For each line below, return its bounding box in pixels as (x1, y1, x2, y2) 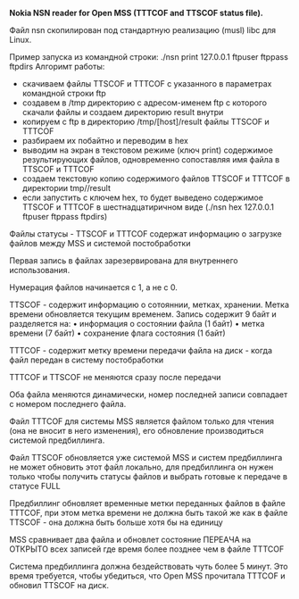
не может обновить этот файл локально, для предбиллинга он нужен (9, 462, 274, 472)
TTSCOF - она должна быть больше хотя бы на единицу (9, 517, 223, 528)
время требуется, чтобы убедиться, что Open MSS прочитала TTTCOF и (9, 570, 286, 581)
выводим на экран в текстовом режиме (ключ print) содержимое (21, 145, 274, 155)
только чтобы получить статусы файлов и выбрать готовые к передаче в (9, 471, 288, 481)
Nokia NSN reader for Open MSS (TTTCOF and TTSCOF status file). (9, 8, 263, 18)
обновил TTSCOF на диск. (9, 580, 110, 590)
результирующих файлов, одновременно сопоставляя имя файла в (21, 154, 280, 164)
